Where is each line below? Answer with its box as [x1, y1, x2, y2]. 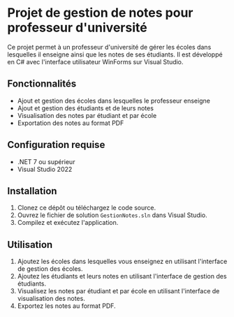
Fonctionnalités [7, 78, 77, 90]
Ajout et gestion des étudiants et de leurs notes [17, 103, 154, 112]
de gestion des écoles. [17, 265, 83, 273]
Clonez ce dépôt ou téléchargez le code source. [17, 204, 156, 212]
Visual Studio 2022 [17, 165, 73, 173]
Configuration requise [7, 139, 105, 151]
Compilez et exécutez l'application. [17, 219, 119, 227]
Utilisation [7, 239, 53, 251]
